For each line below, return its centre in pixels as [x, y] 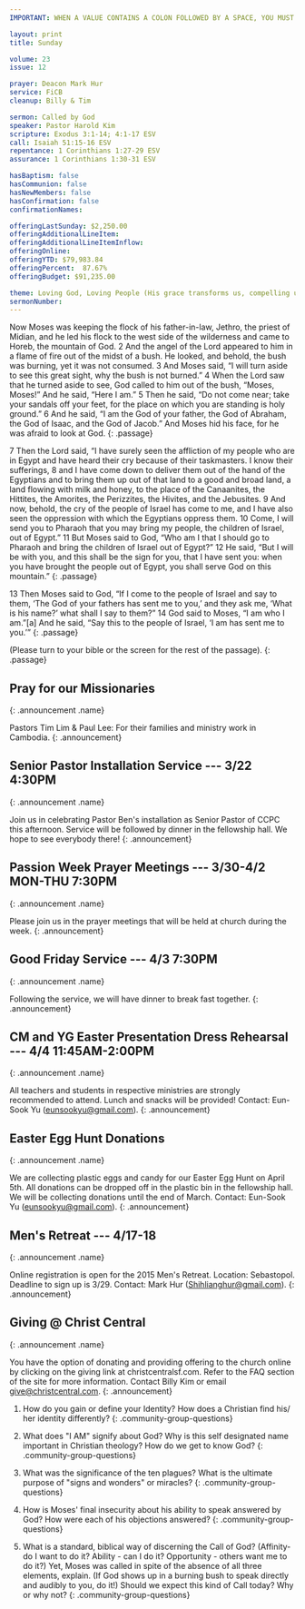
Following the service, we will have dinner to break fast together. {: [134, 999]
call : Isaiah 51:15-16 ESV [60, 143]
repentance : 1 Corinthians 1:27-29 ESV [85, 151]
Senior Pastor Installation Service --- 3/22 [131, 766]
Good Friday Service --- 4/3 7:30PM [113, 959]
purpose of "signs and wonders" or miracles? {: [112, 1482]
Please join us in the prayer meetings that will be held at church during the [148, 921]
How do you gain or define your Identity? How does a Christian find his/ [156, 1408]
